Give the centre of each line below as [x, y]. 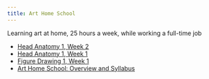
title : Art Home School [42, 13]
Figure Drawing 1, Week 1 [53, 61]
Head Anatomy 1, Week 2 [53, 46]
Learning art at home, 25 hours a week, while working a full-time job [104, 33]
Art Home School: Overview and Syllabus [76, 68]
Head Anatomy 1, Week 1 [52, 54]
